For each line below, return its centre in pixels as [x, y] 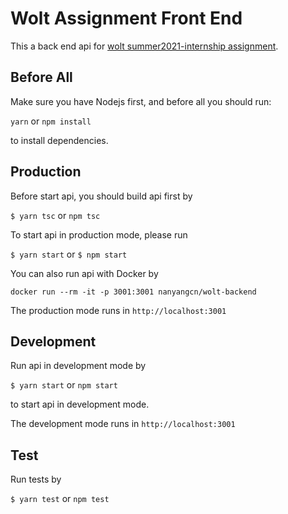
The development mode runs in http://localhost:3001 [123, 424]
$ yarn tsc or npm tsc [55, 215]
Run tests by [36, 479]
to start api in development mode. [80, 404]
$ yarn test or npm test [60, 499]
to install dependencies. [59, 140]
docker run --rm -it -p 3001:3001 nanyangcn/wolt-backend [133, 292]
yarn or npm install [51, 121]
